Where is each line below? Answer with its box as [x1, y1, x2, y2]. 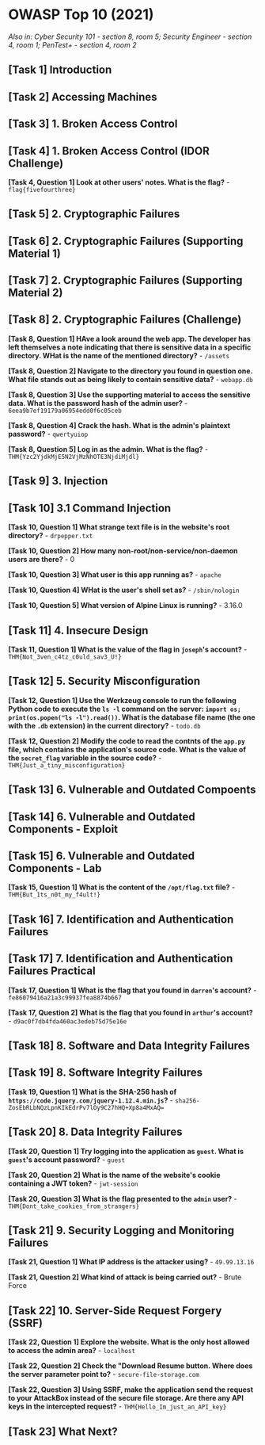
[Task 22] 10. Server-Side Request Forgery [8, 1304, 222, 1317]
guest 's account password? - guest [8, 1155, 125, 1164]
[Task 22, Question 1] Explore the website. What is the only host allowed [8, 1337, 250, 1347]
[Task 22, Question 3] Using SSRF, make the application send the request [8, 1385, 254, 1394]
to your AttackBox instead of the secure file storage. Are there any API [8, 1393, 244, 1403]
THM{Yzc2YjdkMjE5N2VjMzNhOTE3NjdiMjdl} [8, 453, 140, 461]
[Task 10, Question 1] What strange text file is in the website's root [8, 522, 230, 532]
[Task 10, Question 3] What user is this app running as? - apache [8, 570, 221, 579]
